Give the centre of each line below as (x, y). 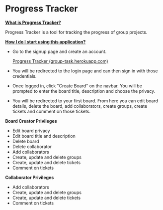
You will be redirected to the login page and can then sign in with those (85, 71)
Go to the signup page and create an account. (59, 51)
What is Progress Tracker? (33, 22)
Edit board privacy (31, 131)
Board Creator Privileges (31, 121)
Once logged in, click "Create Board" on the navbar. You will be (77, 86)
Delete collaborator (32, 146)
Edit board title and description (44, 136)
